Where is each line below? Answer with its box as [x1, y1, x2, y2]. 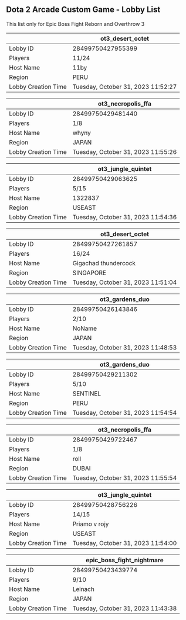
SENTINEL [72, 389, 102, 397]
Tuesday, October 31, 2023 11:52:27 [72, 83, 177, 91]
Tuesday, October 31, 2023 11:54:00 [72, 539, 177, 547]
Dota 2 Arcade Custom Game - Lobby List [6, 5, 161, 15]
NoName [72, 324, 97, 332]
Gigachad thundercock [72, 259, 136, 267]
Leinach [72, 585, 95, 593]
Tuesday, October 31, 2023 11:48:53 [72, 343, 177, 351]
